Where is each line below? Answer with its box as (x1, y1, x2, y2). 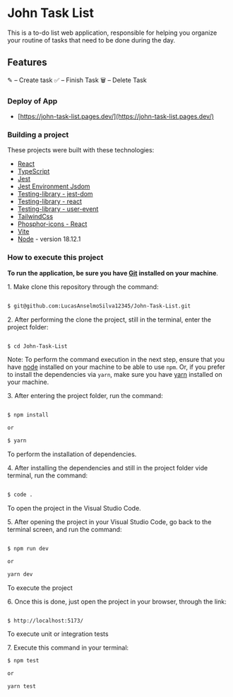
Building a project (7, 130, 69, 140)
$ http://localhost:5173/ (7, 617, 83, 624)
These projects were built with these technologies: (7, 146, 155, 154)
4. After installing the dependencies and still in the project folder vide (7, 464, 208, 472)
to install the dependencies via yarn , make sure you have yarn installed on (7, 370, 222, 379)
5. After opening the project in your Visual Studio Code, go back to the (7, 517, 212, 526)
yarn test (7, 683, 37, 690)
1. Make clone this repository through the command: (7, 282, 159, 291)
